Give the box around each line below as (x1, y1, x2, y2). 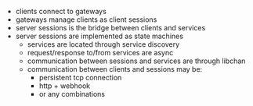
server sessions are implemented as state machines (15, 31, 184, 41)
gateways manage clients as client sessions (15, 15, 157, 24)
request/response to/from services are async (27, 48, 174, 57)
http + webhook (38, 81, 91, 90)
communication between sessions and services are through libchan (27, 56, 246, 65)
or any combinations (38, 90, 106, 98)
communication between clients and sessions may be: (27, 65, 203, 73)
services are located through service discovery (27, 40, 180, 49)
